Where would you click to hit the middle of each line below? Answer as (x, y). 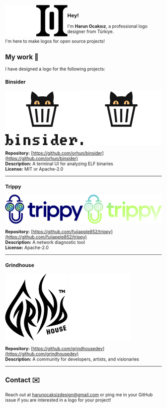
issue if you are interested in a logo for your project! (58, 400)
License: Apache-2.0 (27, 248)
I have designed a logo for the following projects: (55, 69)
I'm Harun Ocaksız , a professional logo (107, 26)
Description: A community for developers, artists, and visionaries (72, 359)
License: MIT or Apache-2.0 (34, 169)
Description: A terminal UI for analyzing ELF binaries (59, 164)
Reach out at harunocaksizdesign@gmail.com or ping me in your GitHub (79, 395)
